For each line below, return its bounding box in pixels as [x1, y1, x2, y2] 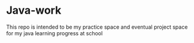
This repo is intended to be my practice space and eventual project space [6, 23, 188, 30]
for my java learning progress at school [6, 29, 103, 36]
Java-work [6, 4, 62, 17]
